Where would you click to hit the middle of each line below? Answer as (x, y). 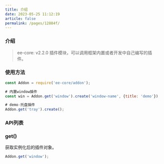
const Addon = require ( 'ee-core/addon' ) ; (48, 83)
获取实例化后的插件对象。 (31, 147)
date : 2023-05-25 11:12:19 (32, 14)
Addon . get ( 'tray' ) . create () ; (35, 109)
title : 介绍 (16, 9)
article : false (20, 18)
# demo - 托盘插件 (20, 105)
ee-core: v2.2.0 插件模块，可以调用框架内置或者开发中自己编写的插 (84, 53)
